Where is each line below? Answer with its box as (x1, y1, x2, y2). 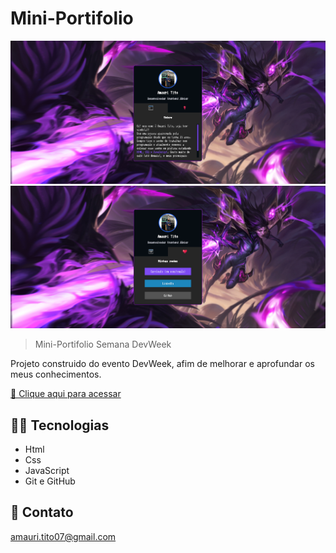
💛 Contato (10, 504, 74, 521)
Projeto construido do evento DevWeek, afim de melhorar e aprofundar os (10, 358, 315, 370)
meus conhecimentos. (10, 368, 102, 381)
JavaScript (24, 464, 70, 476)
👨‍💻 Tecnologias (10, 417, 110, 434)
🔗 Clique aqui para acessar (10, 388, 122, 400)
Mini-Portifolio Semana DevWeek (34, 338, 172, 351)
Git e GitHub (24, 475, 76, 487)
